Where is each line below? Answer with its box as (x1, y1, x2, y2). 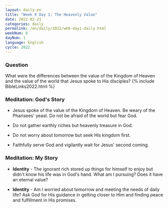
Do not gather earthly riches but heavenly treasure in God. (12, 123, 133, 129)
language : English (5, 40, 44, 45)
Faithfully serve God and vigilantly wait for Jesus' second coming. (12, 142, 149, 148)
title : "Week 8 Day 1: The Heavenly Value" (5, 12, 98, 17)
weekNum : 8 (5, 31, 28, 36)
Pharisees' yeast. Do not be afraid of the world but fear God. (12, 113, 138, 119)
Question (5, 61, 29, 68)
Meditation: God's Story (5, 96, 65, 103)
